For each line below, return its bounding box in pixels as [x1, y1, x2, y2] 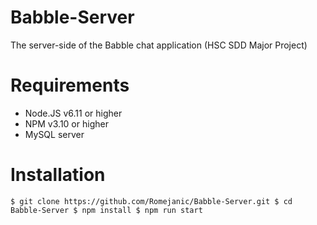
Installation [10, 164, 106, 186]
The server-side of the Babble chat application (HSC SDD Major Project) [10, 39, 308, 51]
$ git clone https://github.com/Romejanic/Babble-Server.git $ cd [10, 196, 293, 206]
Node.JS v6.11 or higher [24, 107, 123, 119]
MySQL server [24, 128, 85, 140]
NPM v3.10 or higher [24, 117, 109, 130]
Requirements [10, 74, 130, 97]
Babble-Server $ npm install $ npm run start [10, 205, 203, 215]
